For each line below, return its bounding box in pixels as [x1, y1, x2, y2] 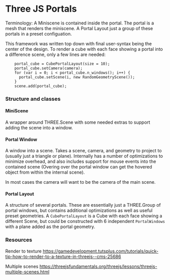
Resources [5, 236, 32, 243]
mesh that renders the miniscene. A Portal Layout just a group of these [5, 25, 153, 31]
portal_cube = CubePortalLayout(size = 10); [14, 61, 110, 66]
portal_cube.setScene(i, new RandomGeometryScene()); [18, 74, 135, 79]
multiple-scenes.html [5, 268, 50, 275]
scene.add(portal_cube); [14, 83, 67, 89]
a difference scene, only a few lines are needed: [5, 51, 106, 58]
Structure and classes [5, 95, 61, 102]
